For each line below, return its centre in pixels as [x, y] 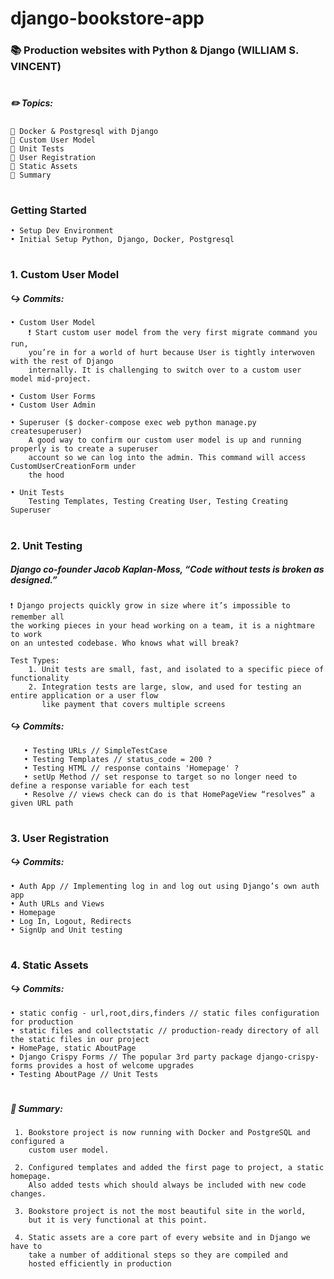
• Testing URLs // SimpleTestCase [95, 750]
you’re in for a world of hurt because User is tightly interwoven [171, 353]
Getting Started [48, 210]
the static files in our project [80, 1039]
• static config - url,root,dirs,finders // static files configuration [165, 1013]
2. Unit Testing [46, 545]
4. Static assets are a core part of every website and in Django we [162, 1238]
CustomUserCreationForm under [73, 467]
